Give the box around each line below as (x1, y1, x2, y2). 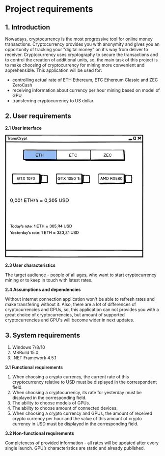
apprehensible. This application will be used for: (5, 67, 102, 73)
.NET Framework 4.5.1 (12, 355, 56, 361)
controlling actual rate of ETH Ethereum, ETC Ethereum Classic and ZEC (12, 77, 158, 83)
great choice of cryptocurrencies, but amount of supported (5, 312, 125, 317)
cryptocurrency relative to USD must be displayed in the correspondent (12, 379, 157, 385)
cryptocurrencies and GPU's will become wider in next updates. (5, 317, 135, 323)
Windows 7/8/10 (12, 344, 45, 350)
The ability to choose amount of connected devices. (12, 405, 118, 411)
